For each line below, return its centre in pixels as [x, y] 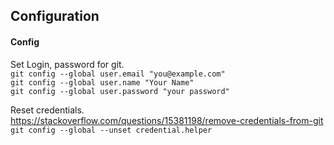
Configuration [55, 16]
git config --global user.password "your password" [120, 91]
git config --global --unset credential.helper [111, 130]
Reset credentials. [47, 110]
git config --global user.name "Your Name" [102, 82]
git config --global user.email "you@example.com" [118, 74]
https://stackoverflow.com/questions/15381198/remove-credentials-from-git [167, 120]
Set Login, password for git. [67, 64]
